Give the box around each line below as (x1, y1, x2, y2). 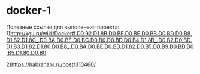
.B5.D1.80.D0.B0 (6, 49, 47, 56)
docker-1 (6, 4, 51, 17)
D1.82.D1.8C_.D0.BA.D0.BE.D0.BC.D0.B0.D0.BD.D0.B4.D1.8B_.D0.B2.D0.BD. (6, 36, 193, 43)
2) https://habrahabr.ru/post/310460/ (6, 61, 96, 68)
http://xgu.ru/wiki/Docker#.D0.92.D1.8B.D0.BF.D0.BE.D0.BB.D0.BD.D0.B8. (10, 29, 192, 37)
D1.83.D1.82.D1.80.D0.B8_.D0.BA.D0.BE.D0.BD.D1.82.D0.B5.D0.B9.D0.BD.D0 (6, 43, 194, 50)
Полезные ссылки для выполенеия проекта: (6, 23, 120, 31)
